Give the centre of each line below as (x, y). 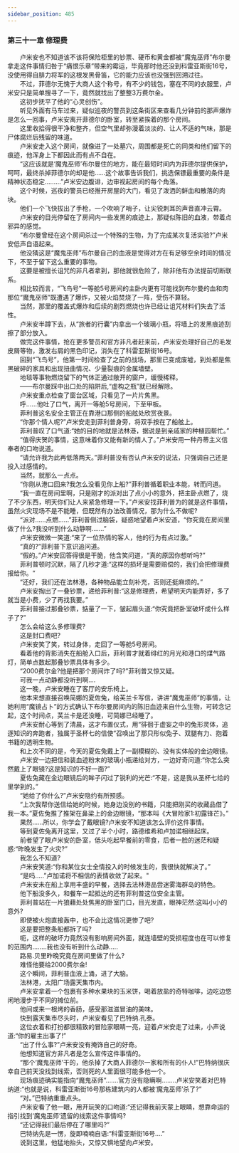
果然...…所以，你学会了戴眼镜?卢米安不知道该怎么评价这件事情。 (114, 822)
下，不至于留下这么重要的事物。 (54, 261)
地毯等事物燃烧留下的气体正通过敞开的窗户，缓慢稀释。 (101, 377)
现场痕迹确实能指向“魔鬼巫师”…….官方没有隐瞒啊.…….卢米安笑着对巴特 (123, 1080)
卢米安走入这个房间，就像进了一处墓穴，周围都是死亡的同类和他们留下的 (126, 146)
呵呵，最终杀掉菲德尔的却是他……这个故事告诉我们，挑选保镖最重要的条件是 (119, 172)
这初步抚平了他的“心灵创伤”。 (63, 101)
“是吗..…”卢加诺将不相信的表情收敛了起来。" (84, 875)
